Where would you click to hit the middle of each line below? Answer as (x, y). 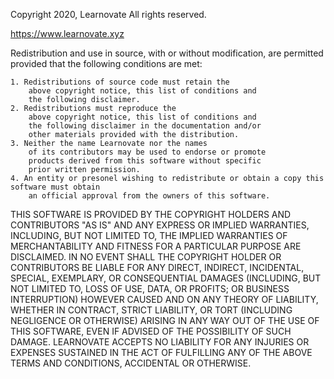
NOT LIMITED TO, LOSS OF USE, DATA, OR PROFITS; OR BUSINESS (150, 288)
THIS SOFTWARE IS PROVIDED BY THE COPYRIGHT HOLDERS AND (151, 214)
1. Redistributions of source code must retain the (120, 82)
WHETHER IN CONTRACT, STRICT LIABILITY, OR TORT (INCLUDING (151, 310)
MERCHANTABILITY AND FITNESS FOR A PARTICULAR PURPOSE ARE (156, 246)
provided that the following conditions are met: (106, 63)
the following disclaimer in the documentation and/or (145, 126)
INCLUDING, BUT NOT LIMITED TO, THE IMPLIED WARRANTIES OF (149, 235)
